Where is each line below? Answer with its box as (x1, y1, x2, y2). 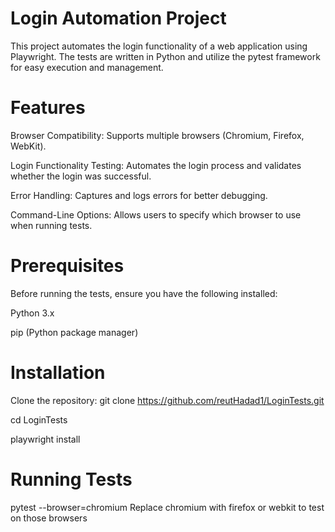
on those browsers (10, 512, 88, 524)
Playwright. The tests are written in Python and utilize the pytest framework (10, 50, 321, 62)
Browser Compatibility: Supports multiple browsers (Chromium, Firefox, (10, 129, 305, 141)
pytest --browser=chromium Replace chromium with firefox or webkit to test (10, 501, 325, 513)
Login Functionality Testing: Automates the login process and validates (10, 159, 302, 171)
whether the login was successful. (10, 170, 152, 182)
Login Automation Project (10, 7, 227, 30)
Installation (10, 362, 106, 384)
